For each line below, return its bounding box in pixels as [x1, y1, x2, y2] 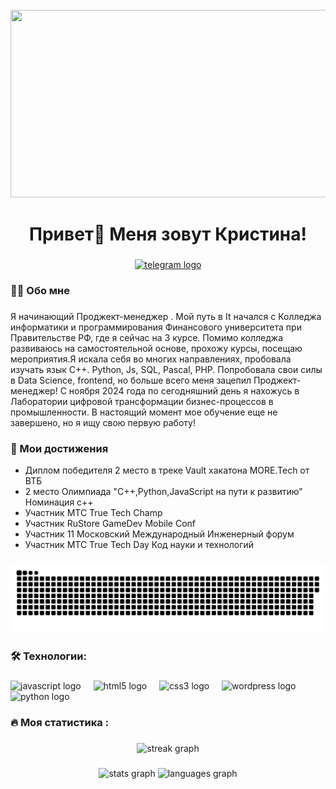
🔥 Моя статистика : [10, 715, 110, 729]
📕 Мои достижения [10, 441, 109, 455]
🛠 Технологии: [10, 649, 87, 663]
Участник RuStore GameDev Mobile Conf [24, 518, 196, 530]
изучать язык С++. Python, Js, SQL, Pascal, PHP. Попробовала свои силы [10, 363, 323, 375]
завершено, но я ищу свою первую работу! [10, 416, 196, 428]
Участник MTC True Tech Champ [24, 507, 163, 519]
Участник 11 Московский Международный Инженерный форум [24, 528, 295, 540]
